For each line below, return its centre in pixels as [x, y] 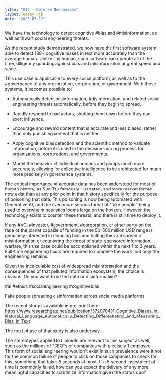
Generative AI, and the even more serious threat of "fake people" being [78, 205]
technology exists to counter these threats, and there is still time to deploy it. [83, 215]
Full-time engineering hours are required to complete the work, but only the [82, 252]
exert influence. [28, 119]
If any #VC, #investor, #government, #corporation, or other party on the [78, 225]
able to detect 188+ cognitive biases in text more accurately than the [75, 53]
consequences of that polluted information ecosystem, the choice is [75, 271]
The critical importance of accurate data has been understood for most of [81, 184]
